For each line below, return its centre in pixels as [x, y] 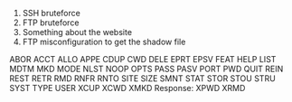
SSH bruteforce [52, 13]
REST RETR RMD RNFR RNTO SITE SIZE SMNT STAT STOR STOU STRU [142, 79]
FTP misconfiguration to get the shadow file [104, 42]
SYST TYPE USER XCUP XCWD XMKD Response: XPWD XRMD [127, 88]
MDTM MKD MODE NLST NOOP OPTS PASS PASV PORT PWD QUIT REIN [146, 69]
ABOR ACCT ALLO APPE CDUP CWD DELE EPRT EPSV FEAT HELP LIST [143, 59]
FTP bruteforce [51, 23]
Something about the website [77, 32]
